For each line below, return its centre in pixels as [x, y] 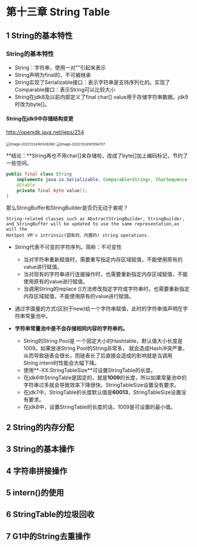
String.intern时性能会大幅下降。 [61, 363]
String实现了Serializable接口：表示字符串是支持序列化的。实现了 [92, 82]
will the [17, 229]
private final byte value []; [52, 190]
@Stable [26, 185]
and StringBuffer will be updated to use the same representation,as [93, 224]
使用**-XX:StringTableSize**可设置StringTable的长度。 [90, 370]
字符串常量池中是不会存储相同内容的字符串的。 [71, 329]
